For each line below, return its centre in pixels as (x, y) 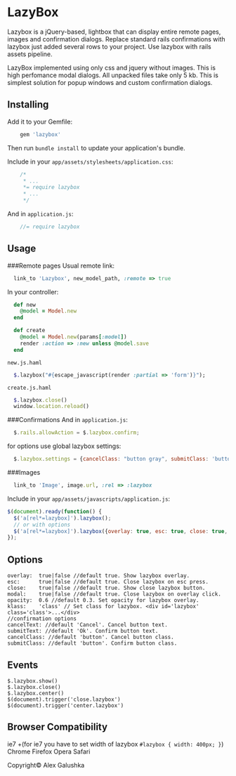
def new (25, 305)
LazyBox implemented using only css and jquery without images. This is (112, 67)
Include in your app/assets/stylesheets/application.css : (90, 162)
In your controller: (33, 291)
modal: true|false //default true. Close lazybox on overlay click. (114, 594)
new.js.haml (25, 362)
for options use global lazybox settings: (64, 446)
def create (29, 331)
